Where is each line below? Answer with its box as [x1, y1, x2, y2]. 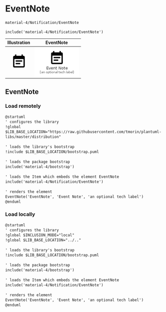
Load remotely [5, 102, 41, 109]
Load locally [5, 211, 35, 218]
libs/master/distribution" [5, 134, 61, 139]
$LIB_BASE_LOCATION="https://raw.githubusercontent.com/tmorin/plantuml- [5, 129, 162, 134]
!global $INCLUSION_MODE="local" [5, 233, 75, 238]
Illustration [7, 39, 31, 45]
